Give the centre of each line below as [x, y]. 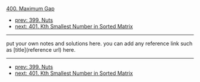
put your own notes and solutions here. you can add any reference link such [99, 43]
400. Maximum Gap [30, 9]
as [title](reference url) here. [41, 50]
